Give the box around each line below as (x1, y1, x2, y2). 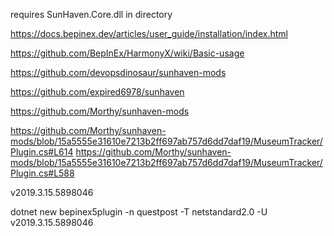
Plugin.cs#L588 (10, 167, 75, 179)
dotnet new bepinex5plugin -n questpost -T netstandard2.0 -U (10, 206, 268, 218)
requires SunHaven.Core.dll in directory (10, 9, 173, 20)
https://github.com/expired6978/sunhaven (10, 86, 185, 98)
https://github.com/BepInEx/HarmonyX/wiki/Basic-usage (10, 47, 245, 59)
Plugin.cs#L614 (10, 146, 74, 158)
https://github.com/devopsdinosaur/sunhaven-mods (10, 67, 227, 78)
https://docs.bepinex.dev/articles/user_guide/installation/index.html (10, 28, 288, 39)
